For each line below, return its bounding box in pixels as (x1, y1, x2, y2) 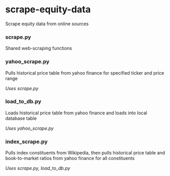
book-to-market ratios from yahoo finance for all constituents (5, 155, 135, 162)
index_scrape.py (5, 138, 48, 145)
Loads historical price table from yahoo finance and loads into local (5, 110, 147, 116)
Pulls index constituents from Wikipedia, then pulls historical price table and (5, 150, 165, 156)
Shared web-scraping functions (5, 45, 73, 51)
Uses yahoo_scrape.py (5, 125, 54, 131)
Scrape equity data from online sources (5, 21, 89, 27)
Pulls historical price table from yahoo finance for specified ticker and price (5, 69, 164, 76)
